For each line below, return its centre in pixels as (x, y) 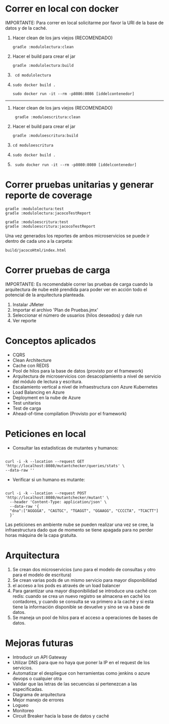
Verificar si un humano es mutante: (49, 479)
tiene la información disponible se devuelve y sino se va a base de (81, 607)
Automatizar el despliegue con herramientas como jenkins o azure (81, 673)
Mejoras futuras (39, 643)
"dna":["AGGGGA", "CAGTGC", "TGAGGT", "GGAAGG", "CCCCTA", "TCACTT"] (84, 511)
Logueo (20, 705)
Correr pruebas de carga (58, 270)
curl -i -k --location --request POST (46, 493)
